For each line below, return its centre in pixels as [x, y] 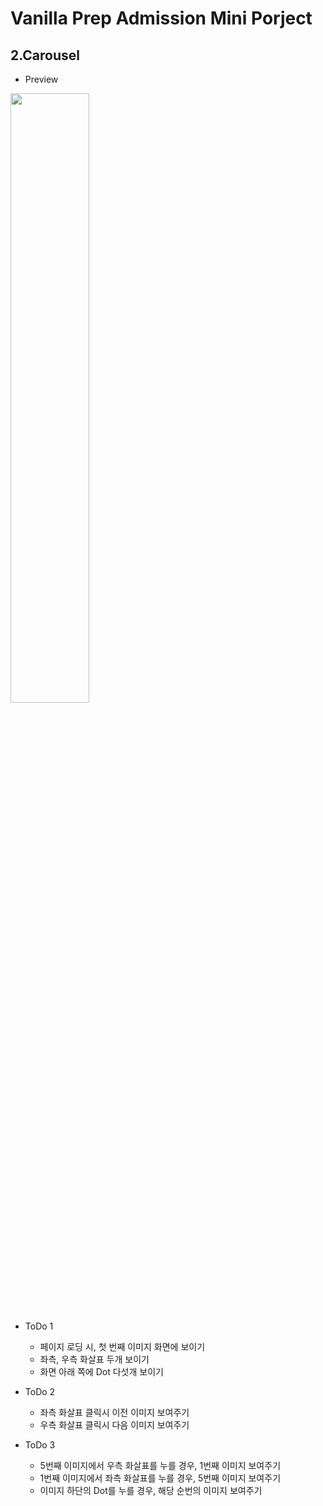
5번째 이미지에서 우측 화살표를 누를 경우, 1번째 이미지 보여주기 [160, 1465]
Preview [41, 79]
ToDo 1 [39, 1326]
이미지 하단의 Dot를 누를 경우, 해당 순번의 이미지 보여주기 [151, 1490]
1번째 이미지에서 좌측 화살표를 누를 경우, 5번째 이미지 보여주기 [160, 1478]
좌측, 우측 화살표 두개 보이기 [94, 1359]
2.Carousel [45, 55]
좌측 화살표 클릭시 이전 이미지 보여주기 [114, 1412]
